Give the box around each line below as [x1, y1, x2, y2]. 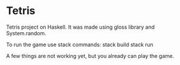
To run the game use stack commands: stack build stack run [6, 41, 154, 48]
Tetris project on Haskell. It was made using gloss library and [6, 23, 155, 30]
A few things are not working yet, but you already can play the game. [6, 52, 175, 59]
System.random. [6, 29, 46, 36]
